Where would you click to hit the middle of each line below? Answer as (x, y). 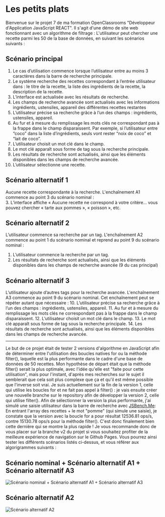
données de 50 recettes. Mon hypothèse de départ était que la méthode (78, 364)
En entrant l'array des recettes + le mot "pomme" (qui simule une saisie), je (81, 411)
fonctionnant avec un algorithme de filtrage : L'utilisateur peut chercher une (82, 33)
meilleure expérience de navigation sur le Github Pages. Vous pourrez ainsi (81, 437)
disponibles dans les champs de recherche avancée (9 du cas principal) (85, 265)
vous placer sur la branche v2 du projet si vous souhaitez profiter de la (77, 432)
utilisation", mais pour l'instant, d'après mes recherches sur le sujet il (75, 375)
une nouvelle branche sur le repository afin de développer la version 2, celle (82, 395)
